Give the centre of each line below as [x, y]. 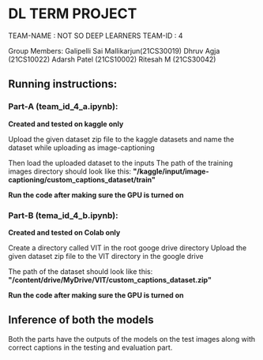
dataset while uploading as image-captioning [82, 148]
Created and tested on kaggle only [66, 124]
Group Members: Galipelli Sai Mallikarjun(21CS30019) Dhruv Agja [114, 51]
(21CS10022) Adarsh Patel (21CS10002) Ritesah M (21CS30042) [112, 59]
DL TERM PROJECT [73, 14]
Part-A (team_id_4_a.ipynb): [63, 107]
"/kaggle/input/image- [171, 171]
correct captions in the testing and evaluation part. [90, 347]
